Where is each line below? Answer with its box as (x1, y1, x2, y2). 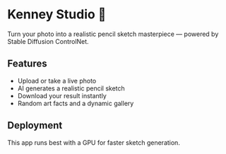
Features (7, 58, 47, 70)
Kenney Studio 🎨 (7, 6, 107, 23)
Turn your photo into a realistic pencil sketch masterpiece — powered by (7, 30, 219, 38)
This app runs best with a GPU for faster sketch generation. (7, 138, 180, 147)
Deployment (7, 119, 63, 131)
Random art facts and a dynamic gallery (17, 99, 134, 107)
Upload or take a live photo (17, 76, 97, 85)
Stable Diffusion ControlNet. (7, 37, 90, 45)
